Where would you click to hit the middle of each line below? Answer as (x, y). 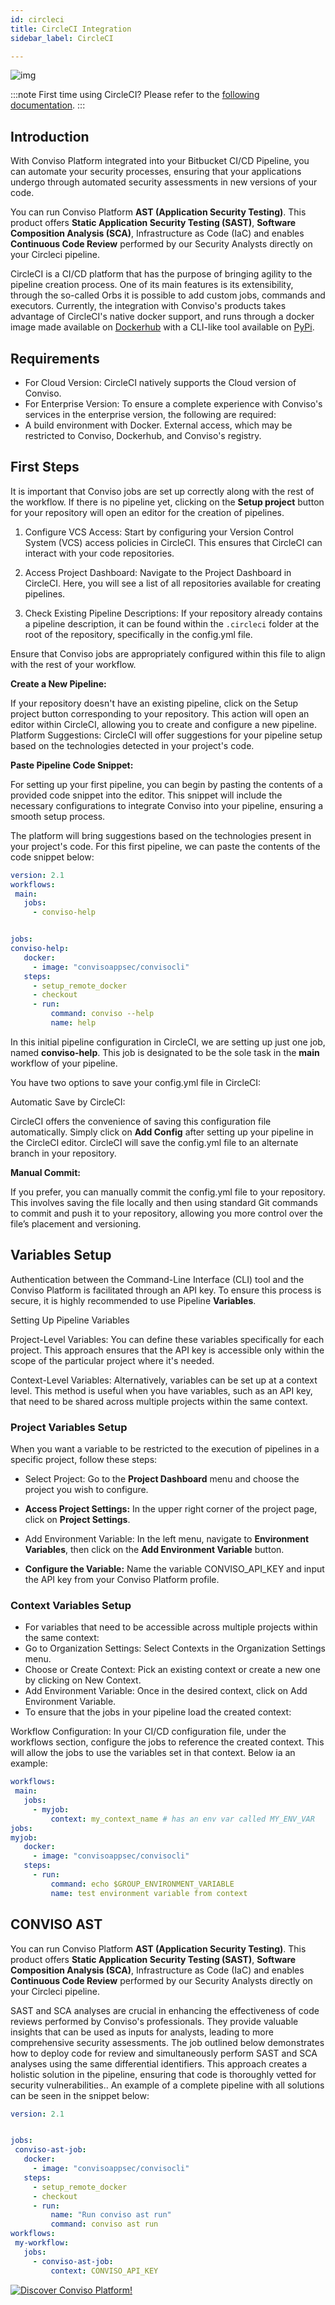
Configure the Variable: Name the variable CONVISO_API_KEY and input (174, 1569)
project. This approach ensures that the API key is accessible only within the (167, 1350)
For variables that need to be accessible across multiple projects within (171, 1627)
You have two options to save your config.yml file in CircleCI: (136, 1082)
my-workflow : (42, 2243)
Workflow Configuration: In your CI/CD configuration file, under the (148, 1732)
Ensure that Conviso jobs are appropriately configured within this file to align (168, 653)
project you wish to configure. (86, 1490)
